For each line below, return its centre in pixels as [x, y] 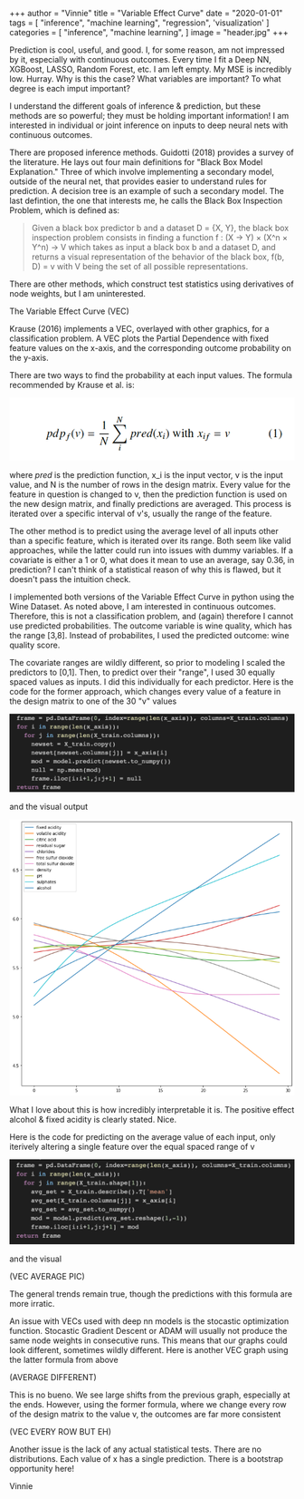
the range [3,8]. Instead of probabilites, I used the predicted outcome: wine [149, 635]
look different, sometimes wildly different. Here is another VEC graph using [149, 1349]
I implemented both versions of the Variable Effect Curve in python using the [152, 597]
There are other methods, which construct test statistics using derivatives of [152, 284]
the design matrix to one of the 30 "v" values [93, 701]
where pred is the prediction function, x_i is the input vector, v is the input [146, 474]
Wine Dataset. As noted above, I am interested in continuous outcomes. [143, 606]
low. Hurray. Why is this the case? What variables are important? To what [146, 79]
